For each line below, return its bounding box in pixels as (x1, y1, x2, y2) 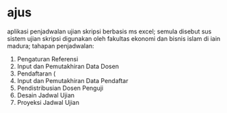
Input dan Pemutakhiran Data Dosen (16, 62, 120, 70)
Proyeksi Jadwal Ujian (16, 98, 80, 106)
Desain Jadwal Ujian (16, 91, 75, 99)
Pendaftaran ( (16, 69, 56, 78)
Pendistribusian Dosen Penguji (16, 84, 104, 92)
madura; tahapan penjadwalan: (7, 42, 94, 50)
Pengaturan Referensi (16, 54, 79, 63)
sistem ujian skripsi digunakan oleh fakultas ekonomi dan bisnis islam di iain (7, 34, 221, 42)
